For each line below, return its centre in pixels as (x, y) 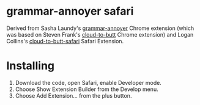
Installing (31, 66)
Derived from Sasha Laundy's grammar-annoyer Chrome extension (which (100, 28)
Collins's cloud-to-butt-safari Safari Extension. (65, 41)
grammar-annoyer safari (70, 11)
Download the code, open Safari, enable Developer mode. (88, 82)
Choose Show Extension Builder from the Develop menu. (87, 89)
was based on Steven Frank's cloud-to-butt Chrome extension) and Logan (100, 34)
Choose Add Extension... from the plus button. (73, 95)
